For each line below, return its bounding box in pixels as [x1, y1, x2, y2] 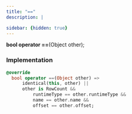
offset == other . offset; [32, 102, 95, 109]
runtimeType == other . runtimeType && [32, 91, 127, 98]
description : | [6, 14, 44, 20]
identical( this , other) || [21, 81, 89, 87]
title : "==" [6, 8, 36, 15]
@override [6, 69, 31, 75]
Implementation [6, 56, 54, 64]
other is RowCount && [21, 86, 76, 92]
